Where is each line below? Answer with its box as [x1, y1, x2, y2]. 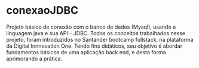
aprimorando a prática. [6, 55, 63, 62]
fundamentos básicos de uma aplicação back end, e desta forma [6, 48, 166, 55]
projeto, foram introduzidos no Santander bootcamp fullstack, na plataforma [6, 36, 194, 43]
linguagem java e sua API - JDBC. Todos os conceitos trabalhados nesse [6, 29, 186, 36]
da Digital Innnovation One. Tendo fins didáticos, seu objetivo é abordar [6, 42, 183, 50]
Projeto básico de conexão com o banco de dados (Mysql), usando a [6, 23, 176, 30]
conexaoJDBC [6, 4, 79, 17]
